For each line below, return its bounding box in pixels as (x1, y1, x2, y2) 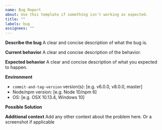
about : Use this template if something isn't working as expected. (5, 12, 149, 17)
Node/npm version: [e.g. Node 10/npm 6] (12, 89, 97, 95)
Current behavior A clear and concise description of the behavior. (5, 49, 141, 55)
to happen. (5, 64, 27, 70)
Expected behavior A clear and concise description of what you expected (5, 59, 158, 65)
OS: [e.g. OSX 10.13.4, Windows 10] (12, 94, 85, 100)
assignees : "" (5, 26, 35, 31)
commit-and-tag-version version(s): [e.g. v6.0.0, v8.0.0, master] (12, 83, 143, 90)
